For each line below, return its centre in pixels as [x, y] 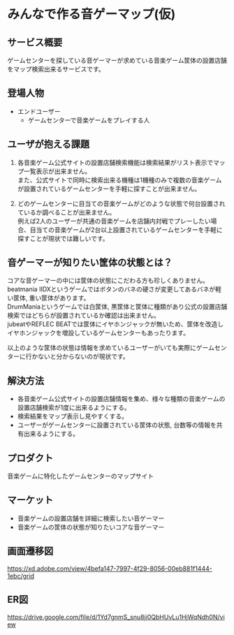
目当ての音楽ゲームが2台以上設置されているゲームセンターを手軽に [126, 229]
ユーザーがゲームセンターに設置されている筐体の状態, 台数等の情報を [117, 425]
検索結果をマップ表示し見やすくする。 [72, 416]
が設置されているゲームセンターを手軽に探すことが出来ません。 [109, 189]
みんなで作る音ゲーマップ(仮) [92, 14]
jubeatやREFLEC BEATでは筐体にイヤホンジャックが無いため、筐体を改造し [116, 324]
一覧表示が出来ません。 [57, 171]
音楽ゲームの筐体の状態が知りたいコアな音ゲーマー [91, 527]
